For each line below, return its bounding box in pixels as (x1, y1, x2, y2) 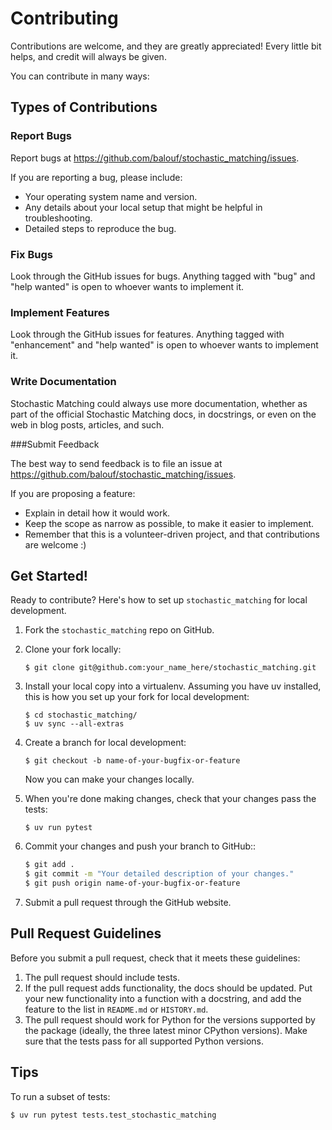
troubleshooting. (24, 212, 93, 224)
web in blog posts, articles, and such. (10, 418, 165, 431)
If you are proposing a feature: (10, 487, 136, 499)
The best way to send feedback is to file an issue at (10, 457, 223, 469)
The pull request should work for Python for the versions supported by (24, 1013, 316, 1026)
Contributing (10, 7, 119, 30)
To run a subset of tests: (10, 1090, 111, 1102)
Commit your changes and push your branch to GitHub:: (24, 840, 257, 852)
